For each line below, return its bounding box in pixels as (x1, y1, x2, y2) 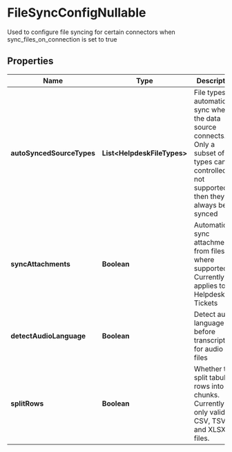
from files (193, 246, 225, 256)
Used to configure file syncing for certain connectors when (7, 28, 176, 36)
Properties (7, 55, 54, 67)
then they (193, 191, 225, 201)
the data (193, 113, 221, 123)
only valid (193, 407, 226, 417)
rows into (193, 381, 224, 391)
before (193, 327, 215, 336)
